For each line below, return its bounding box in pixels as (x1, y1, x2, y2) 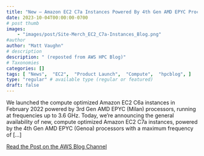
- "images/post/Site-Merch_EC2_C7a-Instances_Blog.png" (17, 32, 162, 38)
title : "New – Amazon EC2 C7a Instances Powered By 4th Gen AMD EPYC (6, 8, 186, 15)
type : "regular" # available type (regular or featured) (6, 76, 154, 83)
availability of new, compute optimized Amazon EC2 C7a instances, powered (6, 118, 198, 125)
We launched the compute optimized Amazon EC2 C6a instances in (6, 99, 175, 106)
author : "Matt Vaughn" (6, 43, 64, 49)
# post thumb (6, 20, 39, 26)
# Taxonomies (6, 59, 39, 66)
